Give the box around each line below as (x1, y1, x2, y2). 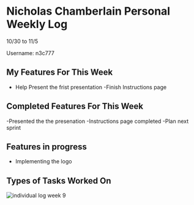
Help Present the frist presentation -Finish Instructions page (15, 83, 167, 91)
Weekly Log (6, 17, 68, 31)
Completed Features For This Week (6, 101, 144, 111)
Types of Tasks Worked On (6, 176, 111, 186)
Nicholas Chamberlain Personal (6, 4, 170, 18)
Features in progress (6, 141, 87, 152)
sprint (6, 124, 21, 131)
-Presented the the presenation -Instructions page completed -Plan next (6, 117, 189, 125)
